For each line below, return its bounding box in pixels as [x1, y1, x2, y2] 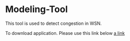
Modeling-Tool [5, 4, 68, 15]
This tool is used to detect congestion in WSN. [5, 20, 102, 26]
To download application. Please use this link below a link [5, 30, 125, 36]
